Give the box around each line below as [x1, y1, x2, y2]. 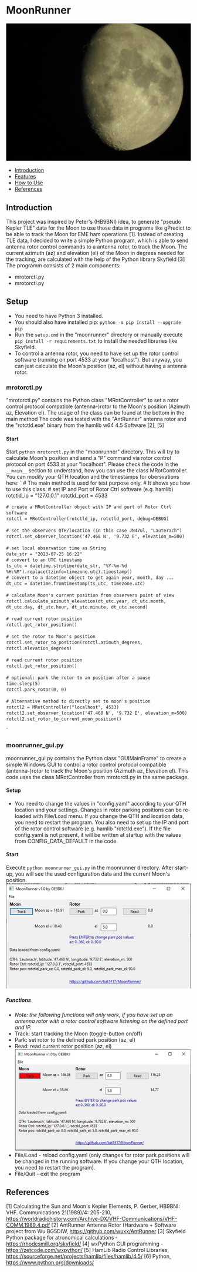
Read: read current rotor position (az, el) [14, 1042, 112, 1049]
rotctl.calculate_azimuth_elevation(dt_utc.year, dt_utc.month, [6, 598, 167, 604]
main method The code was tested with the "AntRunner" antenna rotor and [6, 416, 186, 423]
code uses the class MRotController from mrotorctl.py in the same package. [6, 773, 189, 780]
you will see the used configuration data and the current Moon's [15, 870, 170, 877]
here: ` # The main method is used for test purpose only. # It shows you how [6, 479, 191, 486]
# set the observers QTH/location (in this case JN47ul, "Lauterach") [6, 528, 182, 534]
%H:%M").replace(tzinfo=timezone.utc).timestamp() [6, 569, 133, 575]
